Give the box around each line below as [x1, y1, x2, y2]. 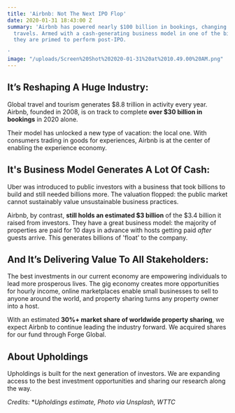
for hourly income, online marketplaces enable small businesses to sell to [7, 287, 219, 295]
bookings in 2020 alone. [7, 115, 78, 123]
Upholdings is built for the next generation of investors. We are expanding [7, 370, 220, 378]
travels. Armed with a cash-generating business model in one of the [13, 29, 220, 37]
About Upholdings [7, 351, 89, 363]
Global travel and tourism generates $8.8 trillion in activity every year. [7, 100, 208, 109]
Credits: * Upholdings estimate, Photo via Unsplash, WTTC [7, 398, 176, 407]
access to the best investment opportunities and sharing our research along [7, 377, 226, 386]
